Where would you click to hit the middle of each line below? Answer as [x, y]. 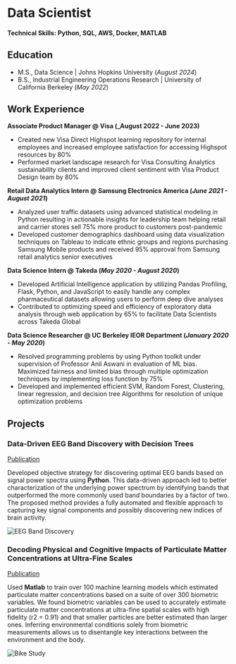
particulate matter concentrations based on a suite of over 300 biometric [113, 595]
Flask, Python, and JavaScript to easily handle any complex [104, 292]
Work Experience [46, 109]
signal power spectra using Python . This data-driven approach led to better [117, 480]
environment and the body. [46, 640]
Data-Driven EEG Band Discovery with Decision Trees [100, 443]
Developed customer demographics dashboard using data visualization [121, 235]
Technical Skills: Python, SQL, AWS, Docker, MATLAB [87, 32]
